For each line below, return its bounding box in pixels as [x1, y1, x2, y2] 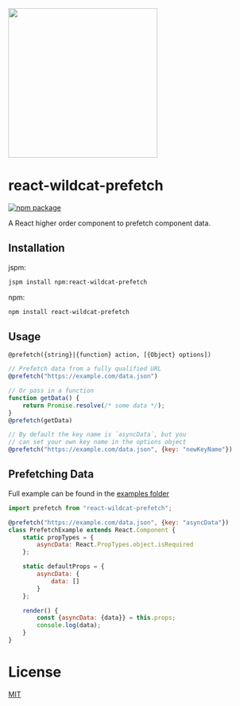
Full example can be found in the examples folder [8, 488, 169, 498]
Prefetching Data [8, 468, 94, 481]
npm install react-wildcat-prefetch [8, 308, 130, 316]
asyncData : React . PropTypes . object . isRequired [37, 541, 194, 549]
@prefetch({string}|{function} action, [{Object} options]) [8, 351, 212, 359]
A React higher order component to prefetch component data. [8, 218, 211, 228]
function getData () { [8, 394, 80, 402]
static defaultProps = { [22, 563, 105, 571]
